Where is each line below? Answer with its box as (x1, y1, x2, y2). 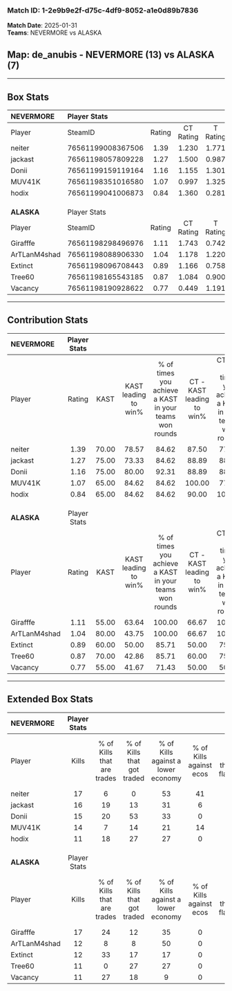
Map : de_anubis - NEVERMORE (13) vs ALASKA (7, 48, 215, 60)
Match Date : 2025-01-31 (7, 21, 77, 30)
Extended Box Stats (7, 693, 93, 705)
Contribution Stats (7, 314, 88, 326)
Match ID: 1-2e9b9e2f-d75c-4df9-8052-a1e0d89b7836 (7, 6, 199, 15)
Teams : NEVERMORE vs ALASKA (7, 28, 102, 37)
